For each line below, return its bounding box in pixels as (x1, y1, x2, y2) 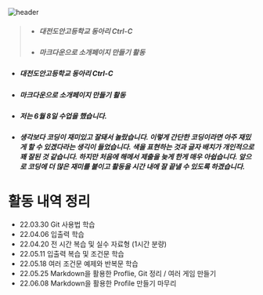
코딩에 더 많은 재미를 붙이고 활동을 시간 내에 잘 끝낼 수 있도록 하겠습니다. (27, 162, 245, 172)
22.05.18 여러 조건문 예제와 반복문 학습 (19, 259, 139, 268)
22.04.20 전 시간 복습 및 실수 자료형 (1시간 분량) (19, 239, 167, 249)
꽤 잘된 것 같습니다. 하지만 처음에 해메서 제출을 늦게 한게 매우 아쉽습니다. (19, 152, 238, 162)
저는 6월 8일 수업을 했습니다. (19, 111, 107, 121)
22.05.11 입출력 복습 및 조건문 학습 (19, 249, 124, 259)
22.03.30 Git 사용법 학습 (19, 220, 95, 229)
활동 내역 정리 (8, 192, 91, 210)
